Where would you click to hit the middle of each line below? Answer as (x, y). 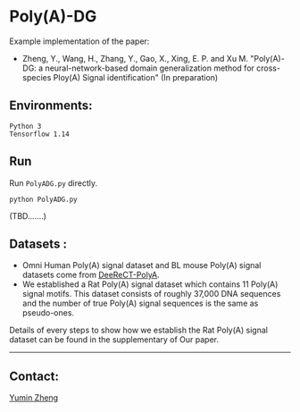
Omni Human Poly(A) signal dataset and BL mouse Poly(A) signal (142, 265)
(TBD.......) (28, 215)
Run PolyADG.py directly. (54, 183)
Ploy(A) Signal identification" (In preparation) (136, 77)
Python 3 (25, 126)
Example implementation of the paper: (79, 41)
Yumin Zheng (34, 398)
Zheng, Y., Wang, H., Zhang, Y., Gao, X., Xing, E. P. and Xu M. (135, 58)
